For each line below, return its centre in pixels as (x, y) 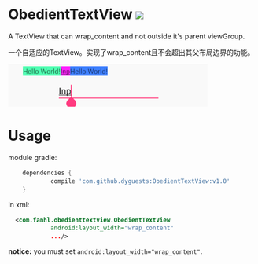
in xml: (19, 204)
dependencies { (47, 173)
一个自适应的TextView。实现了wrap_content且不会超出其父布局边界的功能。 (131, 52)
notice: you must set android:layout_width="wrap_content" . (105, 251)
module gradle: (33, 157)
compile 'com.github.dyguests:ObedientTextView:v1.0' (140, 181)
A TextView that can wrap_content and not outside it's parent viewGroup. (127, 36)
